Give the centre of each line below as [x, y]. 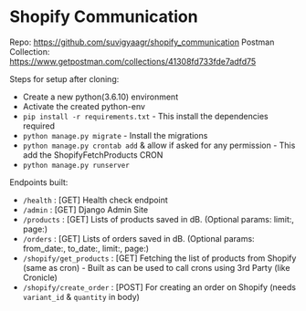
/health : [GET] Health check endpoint [95, 200]
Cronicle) [40, 277]
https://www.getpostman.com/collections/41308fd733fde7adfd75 [133, 61]
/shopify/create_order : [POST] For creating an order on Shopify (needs [159, 287]
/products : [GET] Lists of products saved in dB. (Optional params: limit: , [158, 219]
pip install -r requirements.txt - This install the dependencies [145, 116]
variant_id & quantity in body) [81, 296]
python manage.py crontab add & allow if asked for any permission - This [159, 145]
